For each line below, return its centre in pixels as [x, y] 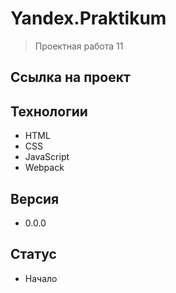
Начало [41, 278]
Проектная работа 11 [79, 46]
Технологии [49, 111]
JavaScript [47, 157]
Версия [35, 198]
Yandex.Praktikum [88, 18]
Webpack [44, 168]
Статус [33, 254]
